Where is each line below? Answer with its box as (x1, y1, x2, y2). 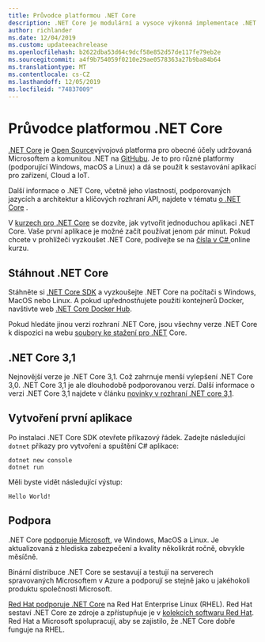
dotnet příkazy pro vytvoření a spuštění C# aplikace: (8, 441, 180, 450)
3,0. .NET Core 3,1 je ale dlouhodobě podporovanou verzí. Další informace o (8, 380, 256, 389)
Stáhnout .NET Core (8, 266, 109, 279)
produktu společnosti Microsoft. (8, 583, 112, 594)
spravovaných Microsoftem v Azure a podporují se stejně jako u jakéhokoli (8, 576, 251, 585)
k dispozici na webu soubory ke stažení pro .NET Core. (8, 328, 187, 337)
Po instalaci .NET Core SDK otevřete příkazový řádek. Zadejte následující (8, 432, 246, 442)
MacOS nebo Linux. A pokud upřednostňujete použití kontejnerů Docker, (8, 296, 244, 306)
